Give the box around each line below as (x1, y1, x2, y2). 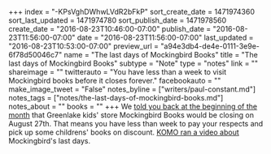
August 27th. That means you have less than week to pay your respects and (8, 119, 264, 128)
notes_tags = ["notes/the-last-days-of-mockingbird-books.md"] (8, 93, 224, 102)
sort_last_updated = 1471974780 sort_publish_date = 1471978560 (8, 15, 227, 25)
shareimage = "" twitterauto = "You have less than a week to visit (8, 67, 227, 76)
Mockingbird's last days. (8, 136, 91, 145)
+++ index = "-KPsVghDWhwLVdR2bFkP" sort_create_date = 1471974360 (8, 7, 255, 16)
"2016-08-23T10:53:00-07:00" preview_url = (8, 41, 160, 51)
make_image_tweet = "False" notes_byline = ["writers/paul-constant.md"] (8, 84, 256, 94)
